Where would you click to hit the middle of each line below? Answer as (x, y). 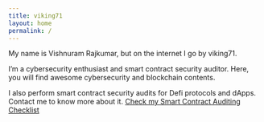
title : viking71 (35, 16)
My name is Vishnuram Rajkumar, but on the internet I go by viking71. (123, 54)
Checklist (24, 110)
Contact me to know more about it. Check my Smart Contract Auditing (125, 102)
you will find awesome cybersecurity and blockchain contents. (112, 78)
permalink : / (30, 31)
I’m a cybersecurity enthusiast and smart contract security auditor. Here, (129, 69)
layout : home (30, 23)
